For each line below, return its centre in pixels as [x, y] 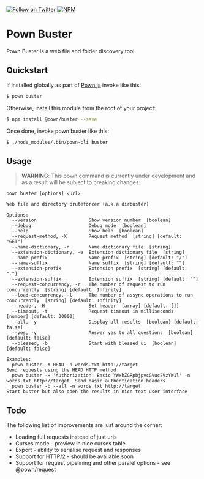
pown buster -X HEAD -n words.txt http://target [75, 365]
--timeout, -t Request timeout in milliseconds [93, 311]
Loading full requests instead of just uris [66, 437]
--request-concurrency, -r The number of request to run [89, 284]
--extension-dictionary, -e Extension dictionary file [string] [98, 253]
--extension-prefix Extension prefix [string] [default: [100, 269]
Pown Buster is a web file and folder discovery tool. [71, 51]
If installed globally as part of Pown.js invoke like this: [74, 85]
